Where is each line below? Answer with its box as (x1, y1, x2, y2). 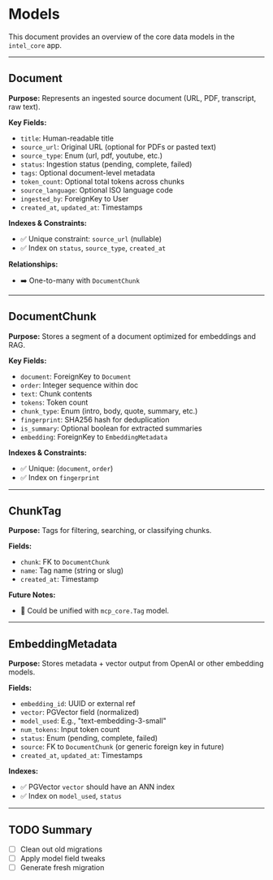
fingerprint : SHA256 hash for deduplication (19, 414, 170, 424)
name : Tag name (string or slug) (19, 566, 124, 575)
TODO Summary (8, 822, 93, 837)
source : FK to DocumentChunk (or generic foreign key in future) (19, 742, 225, 752)
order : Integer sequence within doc (19, 379, 139, 390)
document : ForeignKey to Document (19, 371, 132, 381)
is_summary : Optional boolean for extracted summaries (19, 423, 202, 433)
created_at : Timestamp (19, 574, 99, 584)
